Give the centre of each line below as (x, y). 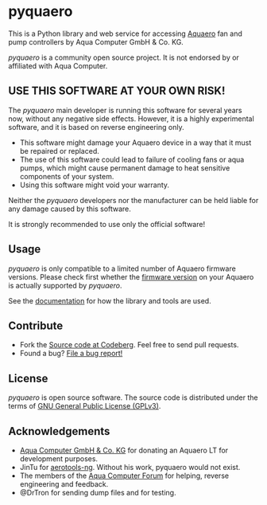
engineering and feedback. (64, 484)
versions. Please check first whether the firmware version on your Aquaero (131, 276)
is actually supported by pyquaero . (65, 285)
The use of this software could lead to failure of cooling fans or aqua (132, 159)
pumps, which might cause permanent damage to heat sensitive (125, 168)
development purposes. (58, 459)
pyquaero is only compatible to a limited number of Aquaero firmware (122, 268)
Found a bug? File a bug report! (71, 354)
